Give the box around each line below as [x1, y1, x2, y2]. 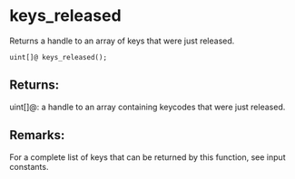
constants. [9, 161, 49, 172]
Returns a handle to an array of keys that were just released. [9, 35, 235, 46]
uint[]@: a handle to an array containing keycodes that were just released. [9, 101, 286, 112]
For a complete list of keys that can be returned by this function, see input [9, 151, 286, 163]
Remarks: [9, 127, 65, 143]
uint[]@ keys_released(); [9, 52, 107, 61]
